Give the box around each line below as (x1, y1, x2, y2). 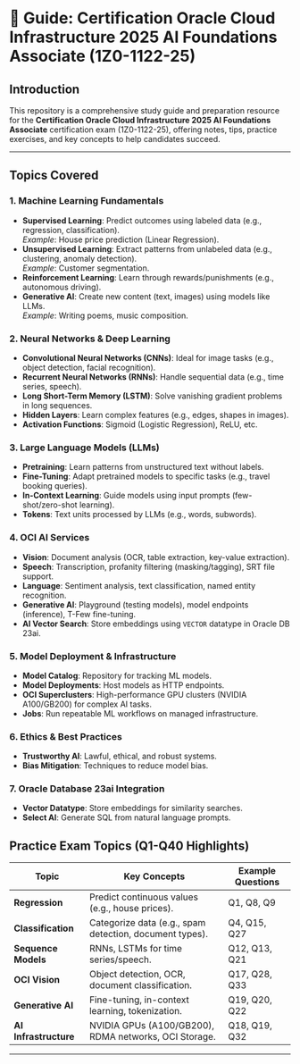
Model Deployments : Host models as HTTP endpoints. (21, 679, 225, 691)
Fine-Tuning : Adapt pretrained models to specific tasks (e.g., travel (21, 471, 271, 482)
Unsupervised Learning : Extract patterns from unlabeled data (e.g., (21, 243, 272, 254)
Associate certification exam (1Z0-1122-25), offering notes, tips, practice (9, 124, 278, 135)
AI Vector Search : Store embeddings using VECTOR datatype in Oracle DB (21, 618, 290, 629)
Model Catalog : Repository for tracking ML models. (21, 670, 212, 681)
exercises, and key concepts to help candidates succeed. (9, 134, 221, 144)
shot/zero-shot (21, 499, 78, 510)
